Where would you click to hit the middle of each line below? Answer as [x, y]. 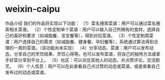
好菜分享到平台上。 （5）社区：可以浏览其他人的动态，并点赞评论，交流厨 [84, 60]
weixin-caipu [33, 9]
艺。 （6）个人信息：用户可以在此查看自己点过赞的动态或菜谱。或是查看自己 [82, 66]
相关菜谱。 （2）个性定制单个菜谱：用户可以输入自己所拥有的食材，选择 [82, 29]
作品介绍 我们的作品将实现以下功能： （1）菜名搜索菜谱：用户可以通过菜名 [81, 23]
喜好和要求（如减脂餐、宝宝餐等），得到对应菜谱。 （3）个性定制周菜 [83, 35]
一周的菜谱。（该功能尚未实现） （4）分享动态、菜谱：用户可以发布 [81, 48]
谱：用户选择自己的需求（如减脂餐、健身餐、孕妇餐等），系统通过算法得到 [80, 41]
